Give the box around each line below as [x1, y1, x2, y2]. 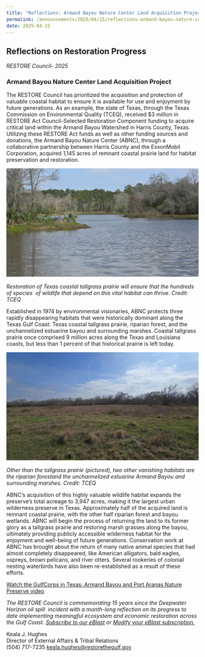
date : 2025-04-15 [6, 23, 51, 29]
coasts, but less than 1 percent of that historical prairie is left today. [6, 339, 175, 347]
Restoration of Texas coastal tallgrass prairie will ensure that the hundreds [6, 283, 194, 290]
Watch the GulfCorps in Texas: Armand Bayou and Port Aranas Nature [6, 581, 182, 589]
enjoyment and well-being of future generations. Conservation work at [6, 537, 184, 544]
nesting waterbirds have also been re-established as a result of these [6, 562, 181, 570]
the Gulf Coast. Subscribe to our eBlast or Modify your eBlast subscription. [6, 619, 195, 626]
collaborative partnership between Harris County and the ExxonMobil [6, 143, 181, 151]
